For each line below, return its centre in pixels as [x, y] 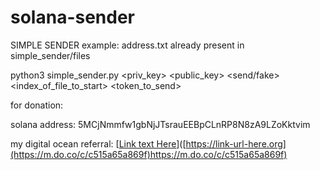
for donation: [37, 105]
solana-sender [73, 17]
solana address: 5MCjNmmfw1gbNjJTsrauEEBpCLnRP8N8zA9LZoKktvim [160, 124]
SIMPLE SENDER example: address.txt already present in [127, 45]
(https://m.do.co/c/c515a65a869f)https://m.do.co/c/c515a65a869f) [149, 154]
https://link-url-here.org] [236, 143]
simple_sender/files [50, 55]
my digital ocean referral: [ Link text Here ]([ [98, 143]
